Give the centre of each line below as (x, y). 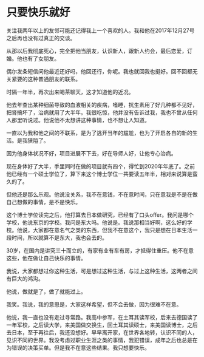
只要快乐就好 (39, 12)
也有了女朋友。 (41, 58)
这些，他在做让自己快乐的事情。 (46, 258)
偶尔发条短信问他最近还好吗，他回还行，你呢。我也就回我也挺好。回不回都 (99, 71)
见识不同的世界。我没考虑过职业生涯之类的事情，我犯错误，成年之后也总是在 (102, 340)
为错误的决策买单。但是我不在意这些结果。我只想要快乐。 (78, 347)
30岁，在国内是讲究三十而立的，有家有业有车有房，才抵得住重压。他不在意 (100, 250)
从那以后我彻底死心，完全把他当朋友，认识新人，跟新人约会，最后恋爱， (97, 51)
